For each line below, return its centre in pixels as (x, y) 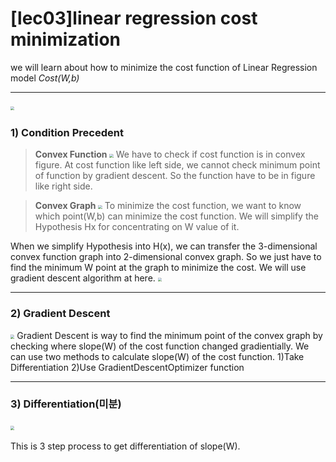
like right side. (63, 186)
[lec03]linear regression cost (134, 18)
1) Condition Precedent (67, 132)
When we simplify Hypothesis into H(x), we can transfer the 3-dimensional (164, 246)
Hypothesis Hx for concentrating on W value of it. (137, 227)
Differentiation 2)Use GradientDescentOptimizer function (127, 367)
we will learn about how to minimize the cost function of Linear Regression (164, 67)
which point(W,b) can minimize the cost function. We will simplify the (176, 216)
